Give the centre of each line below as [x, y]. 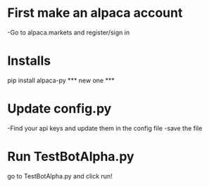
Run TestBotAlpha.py [71, 157]
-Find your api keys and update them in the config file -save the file [105, 128]
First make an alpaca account [95, 13]
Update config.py [59, 109]
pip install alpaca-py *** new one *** [61, 80]
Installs [29, 61]
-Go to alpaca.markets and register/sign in [69, 32]
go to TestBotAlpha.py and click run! [60, 176]
